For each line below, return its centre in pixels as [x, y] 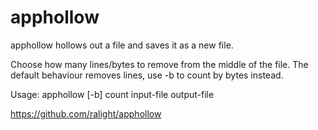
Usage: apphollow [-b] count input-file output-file [112, 94]
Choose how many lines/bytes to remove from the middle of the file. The [159, 64]
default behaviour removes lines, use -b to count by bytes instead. [147, 75]
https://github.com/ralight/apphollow [86, 113]
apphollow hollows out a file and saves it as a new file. [122, 45]
